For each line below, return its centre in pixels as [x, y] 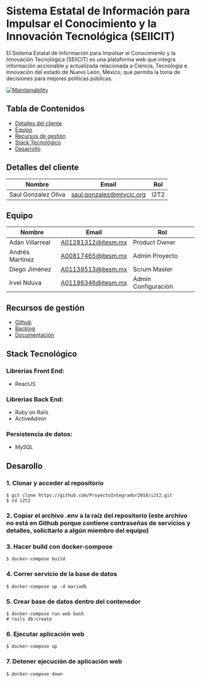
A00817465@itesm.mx [94, 256]
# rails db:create [29, 619]
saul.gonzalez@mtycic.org [108, 194]
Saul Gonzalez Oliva [37, 194]
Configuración [153, 286]
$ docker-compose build [36, 559]
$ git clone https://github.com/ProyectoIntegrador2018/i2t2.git [89, 496]
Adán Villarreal [30, 242]
